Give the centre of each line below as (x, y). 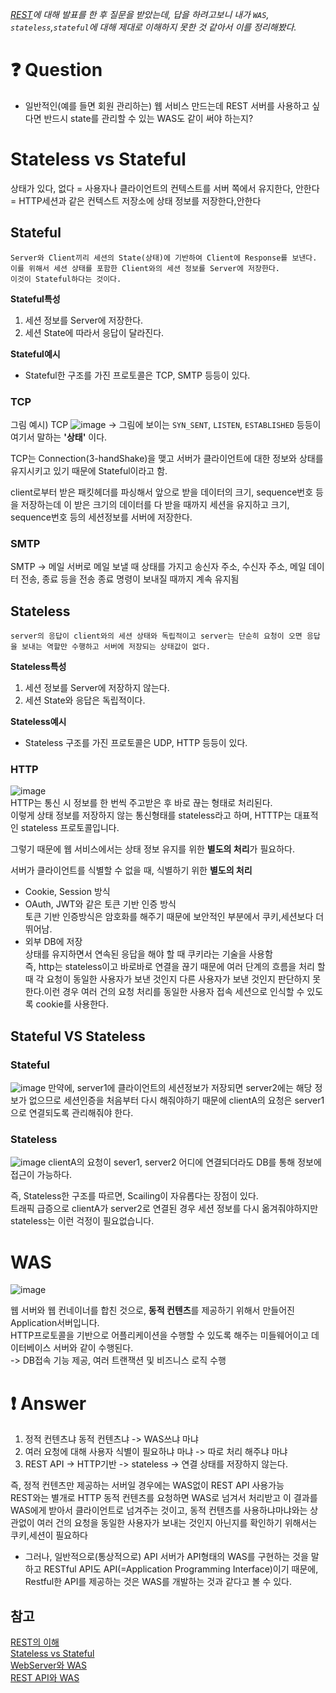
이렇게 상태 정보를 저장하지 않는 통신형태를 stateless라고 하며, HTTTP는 (151, 815)
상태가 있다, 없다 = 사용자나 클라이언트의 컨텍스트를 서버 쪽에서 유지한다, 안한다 (165, 188)
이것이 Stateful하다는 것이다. (66, 279)
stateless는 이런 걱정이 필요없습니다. (82, 1221)
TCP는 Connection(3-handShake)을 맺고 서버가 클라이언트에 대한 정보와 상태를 (167, 458)
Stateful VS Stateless (78, 1036)
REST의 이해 (35, 1642)
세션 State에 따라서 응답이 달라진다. (94, 332)
